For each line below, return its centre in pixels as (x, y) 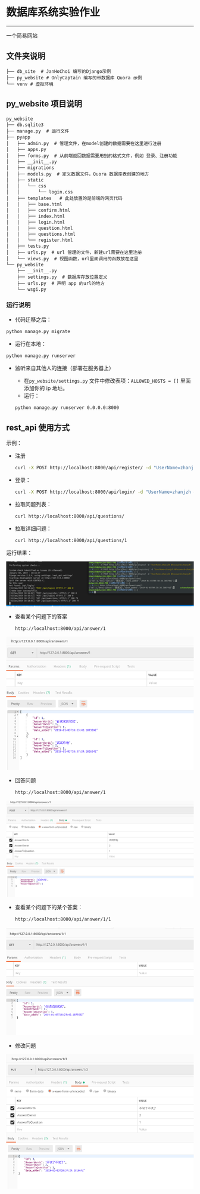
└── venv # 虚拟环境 (30, 84)
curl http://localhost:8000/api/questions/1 (71, 540)
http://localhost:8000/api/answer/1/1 (63, 919)
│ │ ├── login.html (36, 222)
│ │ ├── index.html (36, 216)
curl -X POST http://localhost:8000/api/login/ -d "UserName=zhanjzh (103, 492)
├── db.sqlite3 (25, 125)
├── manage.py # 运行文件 (38, 131)
